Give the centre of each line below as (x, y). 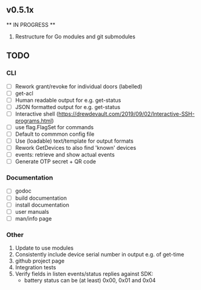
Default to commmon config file (55, 134)
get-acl (24, 93)
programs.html (33, 121)
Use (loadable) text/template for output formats (74, 141)
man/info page (33, 218)
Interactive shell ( (37, 114)
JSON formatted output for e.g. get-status (67, 107)
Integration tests (36, 267)
